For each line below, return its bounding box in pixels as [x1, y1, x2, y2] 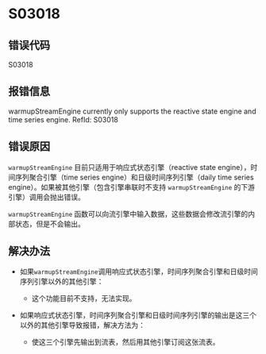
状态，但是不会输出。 [14, 219, 85, 229]
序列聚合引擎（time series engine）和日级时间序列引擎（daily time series [14, 172, 254, 182]
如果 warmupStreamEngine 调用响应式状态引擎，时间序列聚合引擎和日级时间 [19, 267, 258, 276]
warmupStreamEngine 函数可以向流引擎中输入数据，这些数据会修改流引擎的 [8, 209, 249, 218]
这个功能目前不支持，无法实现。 [31, 294, 137, 303]
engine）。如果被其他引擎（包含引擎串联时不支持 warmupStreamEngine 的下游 [8, 182, 256, 191]
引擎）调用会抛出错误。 [8, 192, 85, 202]
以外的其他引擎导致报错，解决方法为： [19, 321, 145, 330]
